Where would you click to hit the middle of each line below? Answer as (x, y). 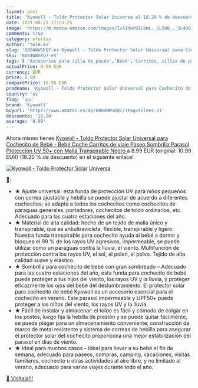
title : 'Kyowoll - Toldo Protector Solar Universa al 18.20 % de (88, 17)
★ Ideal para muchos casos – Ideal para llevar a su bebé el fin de (94, 348)
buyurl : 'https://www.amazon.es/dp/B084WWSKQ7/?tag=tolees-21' (85, 110)
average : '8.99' (26, 122)
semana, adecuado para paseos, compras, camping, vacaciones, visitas (102, 354)
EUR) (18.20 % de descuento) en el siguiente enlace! (70, 157)
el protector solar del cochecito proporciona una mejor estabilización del (103, 336)
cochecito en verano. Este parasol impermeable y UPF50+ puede (94, 298)
